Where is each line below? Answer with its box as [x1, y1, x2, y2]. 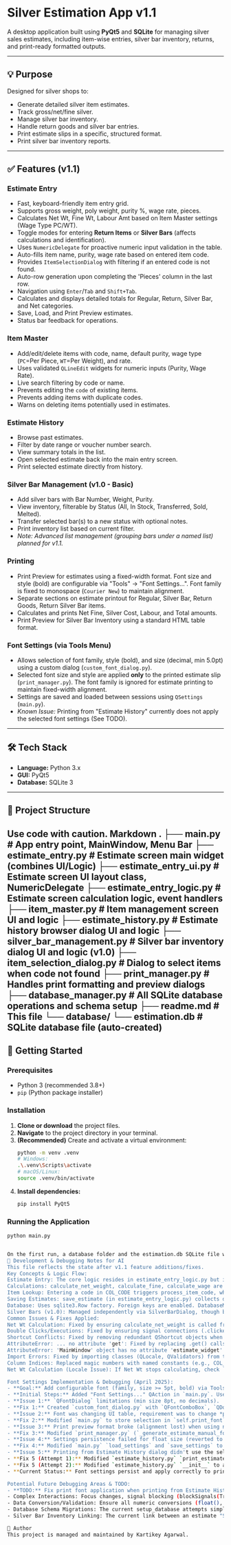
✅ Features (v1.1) [7, 163, 80, 175]
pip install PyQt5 [16, 1200, 70, 1207]
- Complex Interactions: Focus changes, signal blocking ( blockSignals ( [7, 1493, 220, 1500]
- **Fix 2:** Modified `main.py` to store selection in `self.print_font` [7, 1416, 226, 1424]
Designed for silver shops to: [7, 87, 89, 95]
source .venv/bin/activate [16, 1175, 95, 1182]
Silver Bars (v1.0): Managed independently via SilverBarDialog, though [7, 1308, 220, 1315]
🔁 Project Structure [7, 805, 91, 816]
